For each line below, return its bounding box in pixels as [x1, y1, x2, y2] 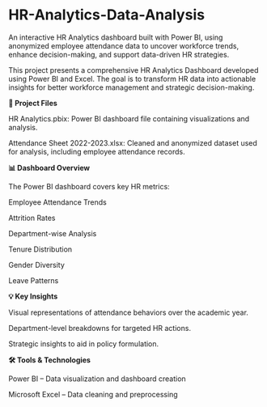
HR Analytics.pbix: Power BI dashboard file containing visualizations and [8, 113, 250, 123]
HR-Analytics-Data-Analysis [8, 6, 205, 24]
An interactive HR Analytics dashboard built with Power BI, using [8, 32, 223, 42]
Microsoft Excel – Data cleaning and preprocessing [8, 389, 178, 399]
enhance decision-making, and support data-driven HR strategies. [8, 49, 230, 59]
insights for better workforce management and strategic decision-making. [8, 83, 255, 92]
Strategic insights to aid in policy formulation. [8, 338, 159, 349]
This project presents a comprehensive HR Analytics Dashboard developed [8, 65, 259, 74]
